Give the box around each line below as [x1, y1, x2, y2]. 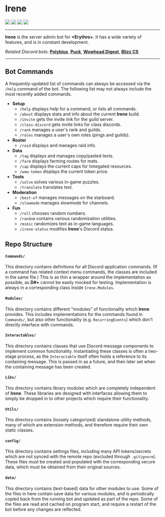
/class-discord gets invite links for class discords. [19, 121, 122, 127]
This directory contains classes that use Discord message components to [5, 343, 154, 349]
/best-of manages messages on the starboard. [19, 195, 115, 201]
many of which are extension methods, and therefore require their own [5, 422, 148, 428]
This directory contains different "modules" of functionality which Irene [5, 306, 150, 312]
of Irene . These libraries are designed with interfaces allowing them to [5, 390, 147, 396]
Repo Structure [5, 240, 53, 249]
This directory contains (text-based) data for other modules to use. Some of [5, 485, 159, 491]
